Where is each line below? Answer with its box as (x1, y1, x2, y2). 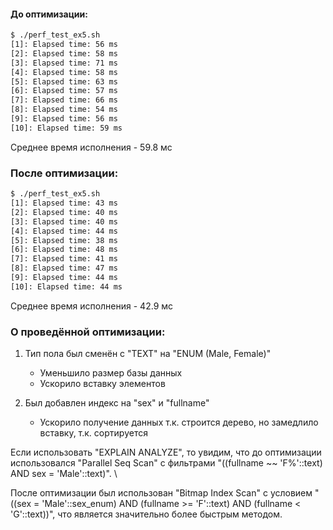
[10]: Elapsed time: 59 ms (10, 123, 123, 133)
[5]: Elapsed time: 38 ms (10, 235, 118, 245)
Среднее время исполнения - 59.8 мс (10, 141, 173, 153)
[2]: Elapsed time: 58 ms (10, 48, 118, 59)
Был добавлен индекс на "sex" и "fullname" (24, 397, 210, 409)
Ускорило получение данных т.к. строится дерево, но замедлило (39, 416, 319, 429)
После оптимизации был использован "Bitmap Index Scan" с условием (10, 487, 313, 499)
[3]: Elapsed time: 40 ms (10, 216, 118, 227)
